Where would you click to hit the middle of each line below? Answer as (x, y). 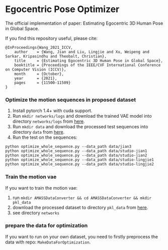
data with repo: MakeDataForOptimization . (48, 242)
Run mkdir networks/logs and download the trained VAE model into (82, 116)
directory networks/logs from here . (49, 121)
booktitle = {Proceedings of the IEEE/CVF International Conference (88, 65)
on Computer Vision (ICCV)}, (36, 69)
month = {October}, (39, 74)
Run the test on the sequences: (45, 137)
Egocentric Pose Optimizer (62, 9)
